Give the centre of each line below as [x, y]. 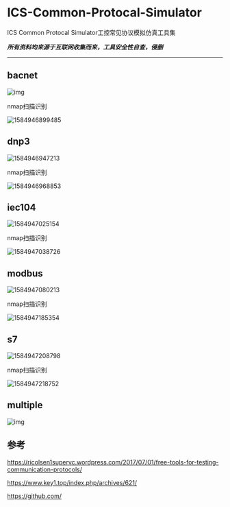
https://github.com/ [34, 496]
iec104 [22, 207]
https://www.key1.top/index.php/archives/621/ [72, 482]
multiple [25, 405]
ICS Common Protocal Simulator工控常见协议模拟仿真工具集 [91, 32]
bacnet [23, 76]
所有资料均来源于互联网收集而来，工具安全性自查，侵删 [85, 47]
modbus [25, 273]
